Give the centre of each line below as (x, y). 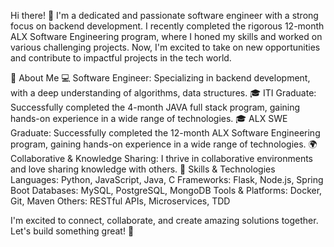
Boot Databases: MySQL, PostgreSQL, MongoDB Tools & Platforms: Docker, (166, 190)
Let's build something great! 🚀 (72, 231)
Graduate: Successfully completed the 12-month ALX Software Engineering (165, 133)
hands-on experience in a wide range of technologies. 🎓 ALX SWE (149, 118)
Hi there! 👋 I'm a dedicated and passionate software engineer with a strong (164, 15)
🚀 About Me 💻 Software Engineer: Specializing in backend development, (160, 78)
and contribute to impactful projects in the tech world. (121, 58)
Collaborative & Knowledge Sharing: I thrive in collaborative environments (161, 158)
